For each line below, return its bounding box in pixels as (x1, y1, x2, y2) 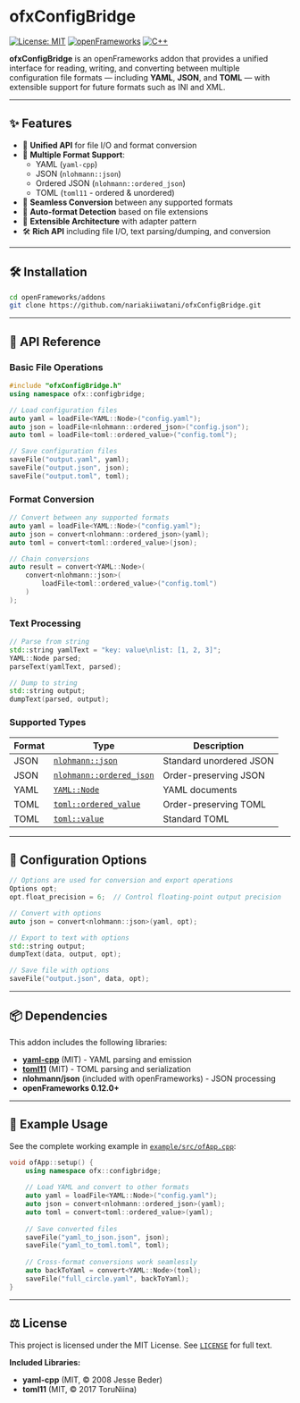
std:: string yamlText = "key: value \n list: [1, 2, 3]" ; (9, 646, 221, 655)
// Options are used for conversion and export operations (9, 876, 234, 885)
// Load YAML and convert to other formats (25, 1183, 190, 1192)
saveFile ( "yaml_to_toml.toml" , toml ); (25, 1241, 170, 1250)
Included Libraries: (9, 1357, 81, 1367)
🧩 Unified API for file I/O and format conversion (21, 139, 197, 150)
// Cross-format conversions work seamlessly (25, 1258, 198, 1267)
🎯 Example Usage (9, 1117, 109, 1132)
